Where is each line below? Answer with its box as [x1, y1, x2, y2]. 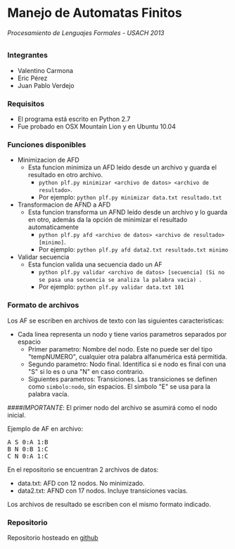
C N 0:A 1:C [7, 452, 49, 460]
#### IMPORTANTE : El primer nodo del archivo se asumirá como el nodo [7, 403, 217, 412]
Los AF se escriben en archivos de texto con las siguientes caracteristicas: [7, 316, 224, 325]
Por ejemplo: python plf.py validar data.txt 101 [38, 283, 184, 291]
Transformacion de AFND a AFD [17, 200, 111, 209]
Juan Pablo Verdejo [17, 81, 75, 89]
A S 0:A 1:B [7, 438, 49, 446]
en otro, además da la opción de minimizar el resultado [27, 216, 188, 224]
